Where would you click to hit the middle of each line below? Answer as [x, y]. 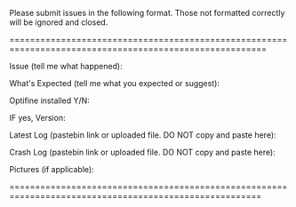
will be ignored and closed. [59, 22]
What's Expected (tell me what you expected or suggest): [115, 83]
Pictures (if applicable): [52, 169]
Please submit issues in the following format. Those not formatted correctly [147, 13]
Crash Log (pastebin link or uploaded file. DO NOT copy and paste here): [142, 152]
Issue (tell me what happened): [66, 66]
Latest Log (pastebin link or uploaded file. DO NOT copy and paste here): [143, 135]
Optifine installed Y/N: [50, 100]
